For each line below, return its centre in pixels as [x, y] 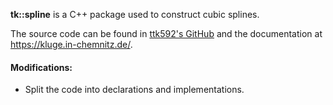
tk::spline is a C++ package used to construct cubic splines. [135, 14]
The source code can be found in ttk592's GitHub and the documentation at [166, 33]
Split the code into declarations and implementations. [134, 90]
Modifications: [41, 67]
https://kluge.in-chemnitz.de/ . [71, 44]
